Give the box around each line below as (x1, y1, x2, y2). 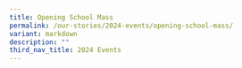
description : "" (9, 37, 70, 47)
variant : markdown (9, 29, 78, 38)
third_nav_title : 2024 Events (9, 46, 122, 55)
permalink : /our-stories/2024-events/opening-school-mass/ (9, 21, 234, 30)
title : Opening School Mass (9, 12, 114, 22)
